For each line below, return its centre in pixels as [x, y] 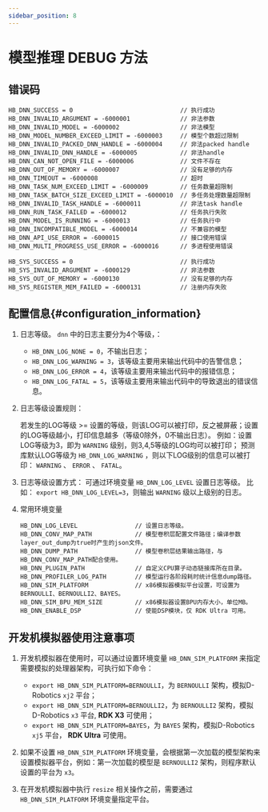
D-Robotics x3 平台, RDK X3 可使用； [93, 715]
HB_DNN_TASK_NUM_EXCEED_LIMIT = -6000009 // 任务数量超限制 [121, 186]
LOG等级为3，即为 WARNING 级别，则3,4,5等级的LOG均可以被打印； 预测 [137, 446]
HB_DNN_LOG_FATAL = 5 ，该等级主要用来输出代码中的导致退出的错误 [141, 382]
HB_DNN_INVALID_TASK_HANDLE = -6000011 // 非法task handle [125, 204]
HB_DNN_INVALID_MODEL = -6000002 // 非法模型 [112, 127]
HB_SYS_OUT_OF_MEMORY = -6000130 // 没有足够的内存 [121, 278]
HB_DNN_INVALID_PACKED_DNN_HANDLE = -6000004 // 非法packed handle [129, 144]
